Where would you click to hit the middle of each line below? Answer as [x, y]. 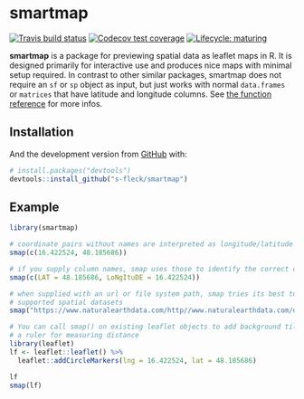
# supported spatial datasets [66, 302]
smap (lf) [26, 385]
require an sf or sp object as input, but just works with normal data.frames [147, 84]
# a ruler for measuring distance [75, 336]
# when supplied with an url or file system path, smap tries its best [147, 294]
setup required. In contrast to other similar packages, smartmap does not [146, 74]
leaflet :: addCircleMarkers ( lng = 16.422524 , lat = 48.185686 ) [137, 360]
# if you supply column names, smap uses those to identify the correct [149, 269]
